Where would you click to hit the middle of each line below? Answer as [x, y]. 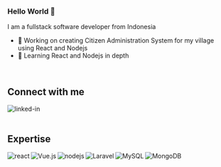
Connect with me [46, 92]
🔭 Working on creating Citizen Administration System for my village [116, 41]
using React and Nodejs [53, 48]
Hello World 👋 [31, 11]
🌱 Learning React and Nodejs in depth [73, 55]
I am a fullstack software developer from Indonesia [82, 27]
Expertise [29, 139]
